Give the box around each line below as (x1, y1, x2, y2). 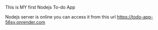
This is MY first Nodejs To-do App (5, 4, 75, 10)
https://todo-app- (116, 14, 153, 19)
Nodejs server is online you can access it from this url (5, 14, 116, 19)
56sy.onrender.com (5, 19, 45, 25)
